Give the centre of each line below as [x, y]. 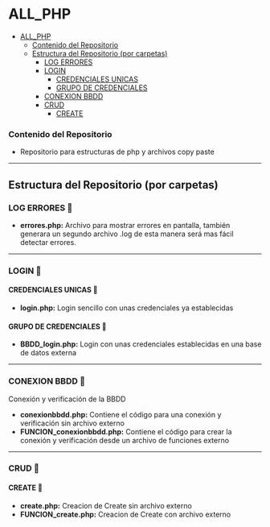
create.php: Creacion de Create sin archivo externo [106, 505]
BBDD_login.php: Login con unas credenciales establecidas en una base [141, 344]
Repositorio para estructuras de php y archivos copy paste [117, 152]
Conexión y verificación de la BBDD [67, 399]
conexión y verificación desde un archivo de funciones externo [125, 440]
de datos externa [48, 353]
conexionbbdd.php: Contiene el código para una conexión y [121, 414]
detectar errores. [48, 242]
